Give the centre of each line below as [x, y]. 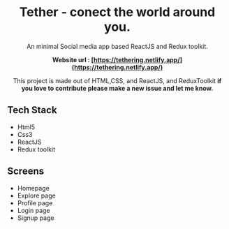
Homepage [34, 188]
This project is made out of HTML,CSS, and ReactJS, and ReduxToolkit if [117, 80]
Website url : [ [73, 59]
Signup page [36, 218]
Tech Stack [32, 110]
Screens [25, 171]
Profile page [35, 202]
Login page [34, 210]
